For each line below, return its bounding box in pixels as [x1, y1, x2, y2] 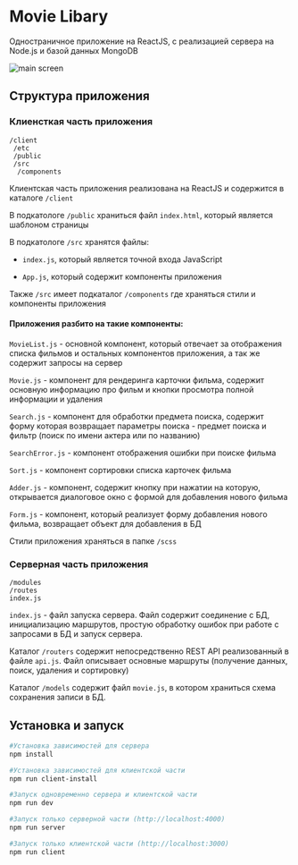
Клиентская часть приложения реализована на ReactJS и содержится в [9, 182, 285, 193]
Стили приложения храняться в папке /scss [9, 535, 177, 547]
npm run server [9, 823, 66, 833]
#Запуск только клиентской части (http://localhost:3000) [9, 839, 229, 848]
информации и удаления [9, 394, 103, 404]
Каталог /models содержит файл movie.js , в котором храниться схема [9, 683, 277, 693]
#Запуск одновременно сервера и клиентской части [9, 790, 198, 800]
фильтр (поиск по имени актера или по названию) [9, 429, 201, 440]
